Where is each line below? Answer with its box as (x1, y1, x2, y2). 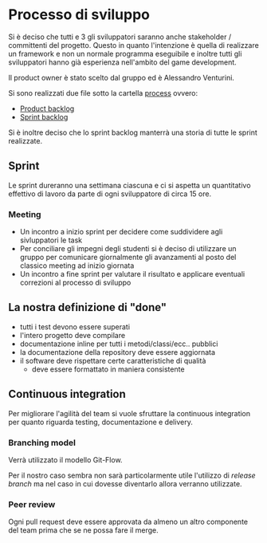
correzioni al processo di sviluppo (19, 277, 132, 288)
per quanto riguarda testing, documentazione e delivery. (8, 417, 193, 427)
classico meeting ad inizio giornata (19, 261, 135, 270)
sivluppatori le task (19, 235, 82, 245)
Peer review (8, 498, 56, 510)
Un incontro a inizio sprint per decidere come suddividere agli (19, 227, 223, 237)
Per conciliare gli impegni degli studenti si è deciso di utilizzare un (19, 244, 237, 254)
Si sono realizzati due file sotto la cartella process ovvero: (8, 88, 198, 97)
